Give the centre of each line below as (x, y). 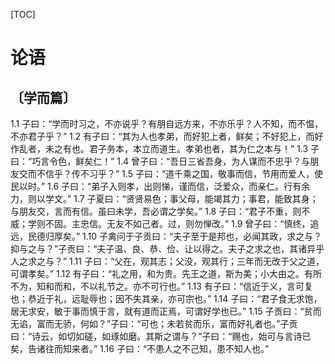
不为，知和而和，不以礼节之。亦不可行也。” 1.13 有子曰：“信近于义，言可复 (162, 286)
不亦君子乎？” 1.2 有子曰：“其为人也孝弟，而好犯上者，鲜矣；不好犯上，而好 (167, 136)
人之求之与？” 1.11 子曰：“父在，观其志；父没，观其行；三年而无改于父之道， (167, 261)
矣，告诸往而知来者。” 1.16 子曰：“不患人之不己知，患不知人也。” (140, 348)
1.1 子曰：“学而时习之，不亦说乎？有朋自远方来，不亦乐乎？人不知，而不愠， (167, 123)
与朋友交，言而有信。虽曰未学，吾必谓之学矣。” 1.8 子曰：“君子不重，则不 (160, 211)
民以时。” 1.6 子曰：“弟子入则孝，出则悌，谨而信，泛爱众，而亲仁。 (147, 186)
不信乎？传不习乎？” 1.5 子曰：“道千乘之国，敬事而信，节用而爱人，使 (180, 173)
